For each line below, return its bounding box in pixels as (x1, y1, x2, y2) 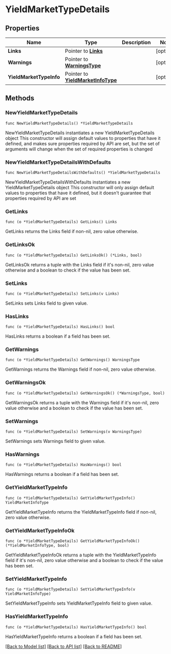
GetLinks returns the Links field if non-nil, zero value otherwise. (5, 228, 138, 234)
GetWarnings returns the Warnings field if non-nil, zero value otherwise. (5, 366, 156, 372)
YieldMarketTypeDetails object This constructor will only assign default (5, 184, 154, 190)
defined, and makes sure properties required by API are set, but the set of (5, 140, 160, 146)
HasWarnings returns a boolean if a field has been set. (5, 471, 120, 478)
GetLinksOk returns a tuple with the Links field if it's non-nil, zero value (5, 261, 154, 267)
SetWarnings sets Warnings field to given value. (5, 438, 106, 444)
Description (122, 39, 151, 46)
